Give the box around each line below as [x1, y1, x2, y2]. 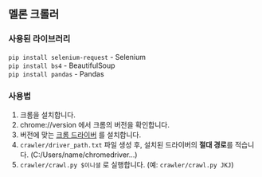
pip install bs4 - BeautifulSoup [8, 61, 115, 70]
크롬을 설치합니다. [19, 110, 76, 120]
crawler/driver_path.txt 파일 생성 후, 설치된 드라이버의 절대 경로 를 [19, 140, 233, 149]
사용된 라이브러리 [8, 33, 71, 45]
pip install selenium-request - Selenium [8, 52, 146, 61]
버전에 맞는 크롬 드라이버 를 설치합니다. [19, 130, 142, 140]
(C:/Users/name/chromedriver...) [30, 150, 138, 159]
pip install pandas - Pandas [8, 69, 105, 78]
